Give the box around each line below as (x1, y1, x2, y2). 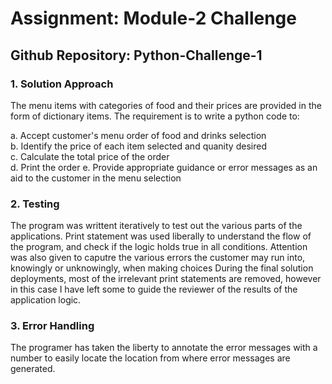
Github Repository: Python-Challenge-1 (10, 47, 263, 64)
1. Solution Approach (10, 77, 114, 91)
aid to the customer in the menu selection (10, 172, 182, 184)
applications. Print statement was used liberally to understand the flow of (10, 230, 312, 242)
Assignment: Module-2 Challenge (10, 7, 297, 30)
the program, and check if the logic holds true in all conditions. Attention (10, 241, 308, 253)
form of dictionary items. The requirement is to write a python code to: (10, 110, 300, 122)
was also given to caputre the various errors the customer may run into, (10, 252, 306, 264)
